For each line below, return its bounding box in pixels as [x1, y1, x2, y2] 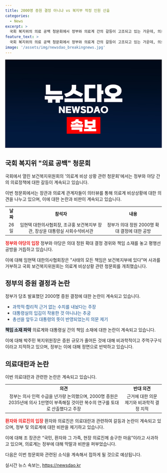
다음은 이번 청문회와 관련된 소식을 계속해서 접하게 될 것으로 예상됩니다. [5, 452, 142, 458]
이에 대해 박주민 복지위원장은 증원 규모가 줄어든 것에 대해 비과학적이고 [5, 337, 141, 344]
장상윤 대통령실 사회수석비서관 [34, 228, 93, 234]
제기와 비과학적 [124, 400, 154, 406]
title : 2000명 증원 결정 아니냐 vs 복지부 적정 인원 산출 [5, 8, 110, 13]
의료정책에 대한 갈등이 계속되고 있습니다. [10, 180, 89, 186]
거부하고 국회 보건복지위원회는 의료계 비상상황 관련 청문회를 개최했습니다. [5, 263, 148, 269]
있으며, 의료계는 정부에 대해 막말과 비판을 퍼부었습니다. [10, 441, 117, 447]
